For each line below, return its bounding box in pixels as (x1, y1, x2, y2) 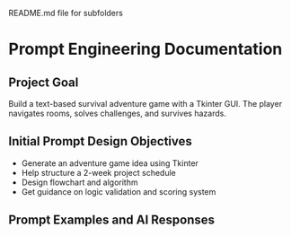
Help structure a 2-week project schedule (21, 167, 177, 178)
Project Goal (8, 74, 79, 90)
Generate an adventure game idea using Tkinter (21, 157, 199, 169)
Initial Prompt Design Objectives (8, 134, 192, 149)
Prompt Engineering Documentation (8, 39, 283, 59)
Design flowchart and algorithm (21, 177, 138, 188)
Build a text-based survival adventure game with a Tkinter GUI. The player (8, 99, 283, 109)
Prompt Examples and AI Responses (8, 213, 216, 228)
